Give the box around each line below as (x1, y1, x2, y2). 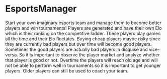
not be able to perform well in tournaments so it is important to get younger (5, 62, 161, 68)
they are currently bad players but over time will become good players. (5, 41, 152, 47)
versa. (5, 51, 19, 58)
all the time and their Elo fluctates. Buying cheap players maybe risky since (5, 36, 161, 42)
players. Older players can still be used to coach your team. (5, 67, 129, 73)
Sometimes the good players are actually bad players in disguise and (5, 46, 148, 52)
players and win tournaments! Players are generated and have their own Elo (5, 25, 162, 31)
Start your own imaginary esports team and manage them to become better (5, 20, 162, 26)
